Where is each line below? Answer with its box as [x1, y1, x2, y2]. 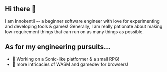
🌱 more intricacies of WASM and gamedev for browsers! [12, 61, 128, 67]
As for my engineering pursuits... [5, 43, 111, 51]
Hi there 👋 [5, 5, 36, 13]
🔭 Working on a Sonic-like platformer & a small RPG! [12, 56, 120, 62]
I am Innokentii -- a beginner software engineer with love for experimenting [5, 18, 160, 24]
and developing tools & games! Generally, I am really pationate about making [5, 23, 163, 29]
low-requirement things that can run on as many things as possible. [5, 28, 144, 35]
